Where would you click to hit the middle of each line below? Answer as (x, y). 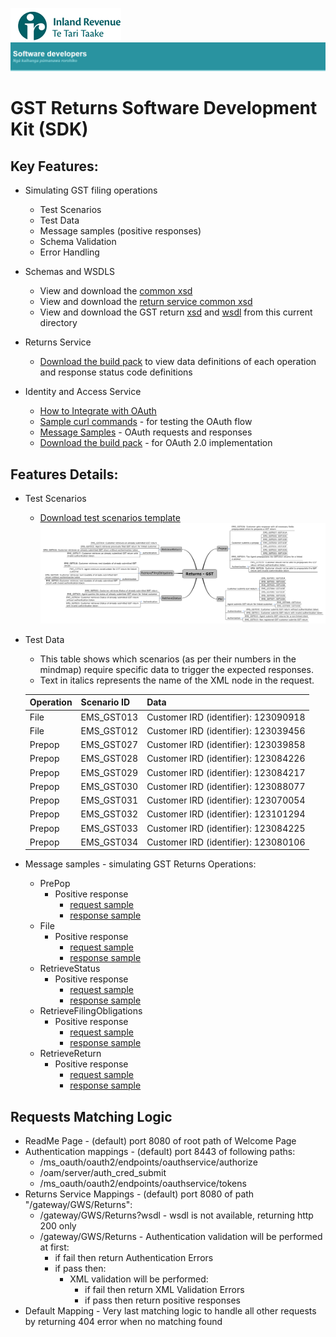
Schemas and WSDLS (70, 272)
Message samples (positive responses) (120, 231)
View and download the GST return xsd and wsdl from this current (176, 312)
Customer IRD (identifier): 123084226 (226, 759)
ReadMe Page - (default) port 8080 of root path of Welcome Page (160, 1141)
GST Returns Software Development (164, 108)
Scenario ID (105, 702)
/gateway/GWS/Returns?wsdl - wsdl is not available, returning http (176, 1215)
